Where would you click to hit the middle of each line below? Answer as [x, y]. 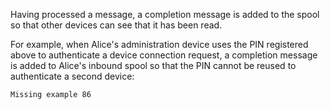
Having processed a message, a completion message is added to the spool [165, 14]
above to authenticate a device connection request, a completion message [164, 55]
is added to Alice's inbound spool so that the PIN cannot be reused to [153, 65]
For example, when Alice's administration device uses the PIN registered [159, 44]
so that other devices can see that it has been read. [116, 25]
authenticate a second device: [72, 76]
